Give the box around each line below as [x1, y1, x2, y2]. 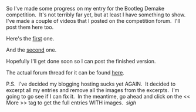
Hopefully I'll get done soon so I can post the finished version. [6, 58, 156, 65]
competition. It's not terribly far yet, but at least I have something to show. [6, 11, 186, 18]
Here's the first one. [6, 35, 55, 42]
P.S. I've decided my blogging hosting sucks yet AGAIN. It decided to [6, 80, 176, 87]
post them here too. [6, 23, 54, 30]
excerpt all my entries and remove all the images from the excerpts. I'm [6, 87, 180, 93]
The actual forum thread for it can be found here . [6, 69, 124, 76]
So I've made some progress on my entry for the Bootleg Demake [6, 5, 165, 12]
